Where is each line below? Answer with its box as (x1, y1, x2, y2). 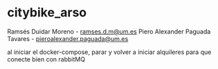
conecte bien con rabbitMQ (7, 55, 85, 63)
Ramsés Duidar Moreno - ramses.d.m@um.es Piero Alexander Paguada (7, 27, 211, 36)
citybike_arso (7, 5, 87, 20)
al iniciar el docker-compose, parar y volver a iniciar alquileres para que (7, 48, 212, 56)
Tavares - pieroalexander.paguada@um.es (7, 34, 129, 42)
